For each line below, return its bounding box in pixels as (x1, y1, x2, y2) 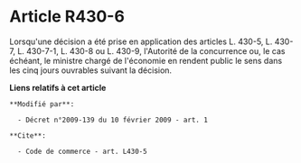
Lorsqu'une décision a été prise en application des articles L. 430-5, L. (9, 36, 273, 47)
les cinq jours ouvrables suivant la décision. (9, 65, 173, 76)
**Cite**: (9, 131, 47, 140)
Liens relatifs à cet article (9, 82, 107, 93)
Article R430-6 (9, 6, 125, 27)
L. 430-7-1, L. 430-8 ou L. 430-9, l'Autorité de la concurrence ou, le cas (17, 45, 286, 56)
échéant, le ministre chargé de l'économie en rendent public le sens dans (9, 55, 283, 66)
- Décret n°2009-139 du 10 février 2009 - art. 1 (17, 115, 208, 124)
